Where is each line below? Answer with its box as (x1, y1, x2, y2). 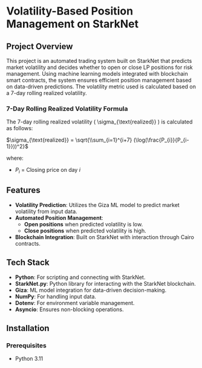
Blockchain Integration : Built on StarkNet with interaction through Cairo (15, 233, 195, 240)
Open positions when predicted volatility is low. (24, 220, 143, 228)
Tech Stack (6, 257, 50, 268)
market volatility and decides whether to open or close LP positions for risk (6, 64, 194, 71)
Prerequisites (6, 341, 47, 350)
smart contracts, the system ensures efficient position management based (6, 77, 192, 84)
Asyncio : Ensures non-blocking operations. (15, 306, 124, 313)
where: (6, 154, 24, 162)
